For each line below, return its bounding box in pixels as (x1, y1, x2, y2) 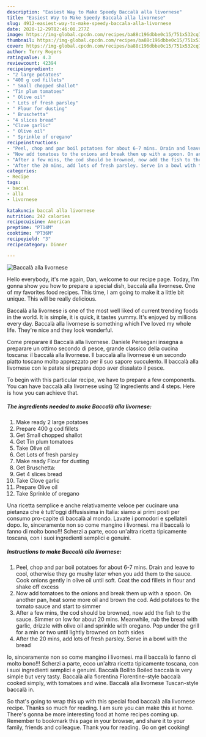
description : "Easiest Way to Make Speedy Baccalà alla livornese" (7, 9, 183, 15)
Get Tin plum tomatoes (15, 438, 74, 445)
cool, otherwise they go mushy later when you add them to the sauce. (15, 570, 192, 577)
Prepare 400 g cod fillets (15, 425, 79, 432)
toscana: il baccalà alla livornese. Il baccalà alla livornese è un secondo (7, 351, 186, 358)
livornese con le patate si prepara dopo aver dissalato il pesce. (7, 364, 165, 372)
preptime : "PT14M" (7, 224, 54, 231)
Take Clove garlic (15, 477, 60, 484)
